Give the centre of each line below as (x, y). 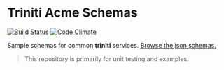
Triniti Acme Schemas (72, 13)
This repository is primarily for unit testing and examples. (106, 59)
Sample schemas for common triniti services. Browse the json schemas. (112, 45)
